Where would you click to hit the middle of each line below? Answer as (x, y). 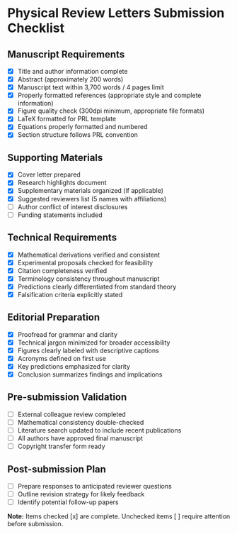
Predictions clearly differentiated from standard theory (97, 287)
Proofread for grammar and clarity (68, 334)
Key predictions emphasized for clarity (74, 366)
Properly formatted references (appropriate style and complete (109, 95)
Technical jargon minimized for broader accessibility (94, 343)
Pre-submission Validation (67, 397)
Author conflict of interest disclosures (73, 206)
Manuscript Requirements (66, 54)
